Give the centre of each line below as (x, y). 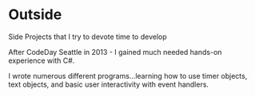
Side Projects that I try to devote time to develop (88, 37)
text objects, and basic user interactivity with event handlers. (109, 84)
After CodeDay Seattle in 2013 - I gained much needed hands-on (115, 52)
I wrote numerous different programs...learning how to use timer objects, (128, 76)
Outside (35, 15)
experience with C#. (42, 60)
